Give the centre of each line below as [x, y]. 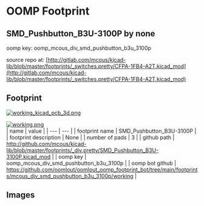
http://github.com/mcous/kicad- [46, 144]
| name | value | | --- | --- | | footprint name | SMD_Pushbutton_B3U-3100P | [101, 131]
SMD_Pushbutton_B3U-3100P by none [81, 34]
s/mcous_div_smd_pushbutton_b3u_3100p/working [70, 176]
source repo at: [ [27, 60]
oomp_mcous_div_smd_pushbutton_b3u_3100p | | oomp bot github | [91, 163]
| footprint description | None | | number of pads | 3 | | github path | [90, 137]
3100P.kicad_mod [29, 156]
